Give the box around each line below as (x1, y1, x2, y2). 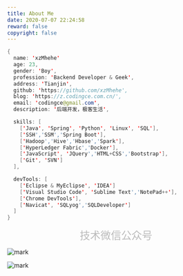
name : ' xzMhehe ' (13, 55, 60, 62)
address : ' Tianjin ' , (13, 80, 73, 87)
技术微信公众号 (79, 229, 153, 242)
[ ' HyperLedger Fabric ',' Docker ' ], (19, 144, 119, 151)
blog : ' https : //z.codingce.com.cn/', (13, 93, 122, 100)
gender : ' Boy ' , (13, 67, 57, 75)
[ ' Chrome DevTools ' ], (19, 195, 81, 202)
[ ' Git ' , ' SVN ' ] (19, 157, 64, 164)
